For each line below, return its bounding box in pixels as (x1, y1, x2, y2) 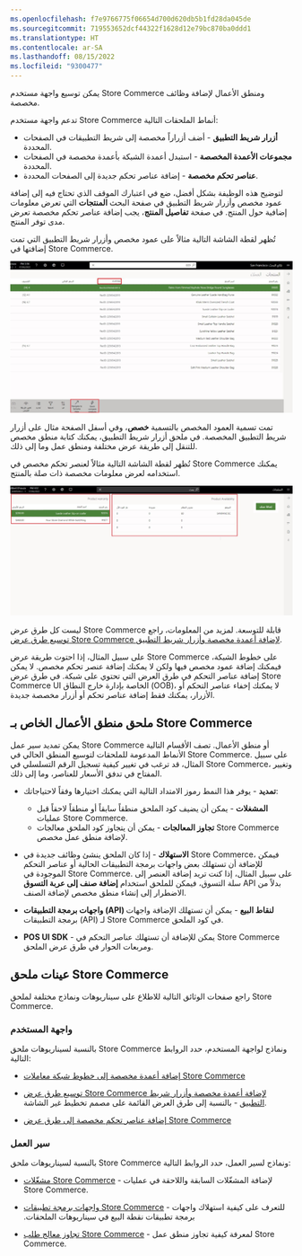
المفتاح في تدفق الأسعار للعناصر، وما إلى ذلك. (10, 768, 162, 779)
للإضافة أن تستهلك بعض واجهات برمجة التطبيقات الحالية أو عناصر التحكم (22, 858, 263, 869)
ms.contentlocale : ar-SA (10, 43, 103, 52)
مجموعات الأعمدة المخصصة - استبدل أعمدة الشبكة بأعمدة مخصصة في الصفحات (22, 151, 292, 162)
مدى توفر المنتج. (10, 217, 65, 226)
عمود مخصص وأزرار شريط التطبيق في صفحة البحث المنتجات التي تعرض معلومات (10, 198, 283, 208)
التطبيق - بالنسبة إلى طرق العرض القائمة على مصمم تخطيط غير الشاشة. (22, 1097, 267, 1108)
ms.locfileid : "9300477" (10, 62, 103, 71)
